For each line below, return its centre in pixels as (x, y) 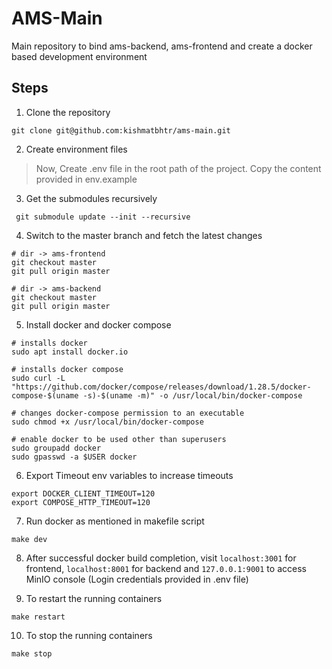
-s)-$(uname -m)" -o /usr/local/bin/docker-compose (192, 395)
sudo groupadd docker (56, 448)
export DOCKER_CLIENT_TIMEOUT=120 (83, 493)
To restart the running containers (94, 598)
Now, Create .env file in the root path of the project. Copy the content (178, 168)
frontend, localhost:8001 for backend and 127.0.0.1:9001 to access (166, 568)
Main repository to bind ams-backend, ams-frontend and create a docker (162, 46)
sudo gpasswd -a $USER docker (74, 457)
